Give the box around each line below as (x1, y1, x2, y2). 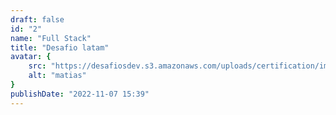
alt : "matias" (28, 71, 87, 81)
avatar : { (10, 52, 52, 62)
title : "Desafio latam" (10, 42, 110, 53)
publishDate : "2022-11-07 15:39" (10, 89, 150, 99)
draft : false (10, 14, 65, 25)
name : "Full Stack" (10, 33, 92, 43)
